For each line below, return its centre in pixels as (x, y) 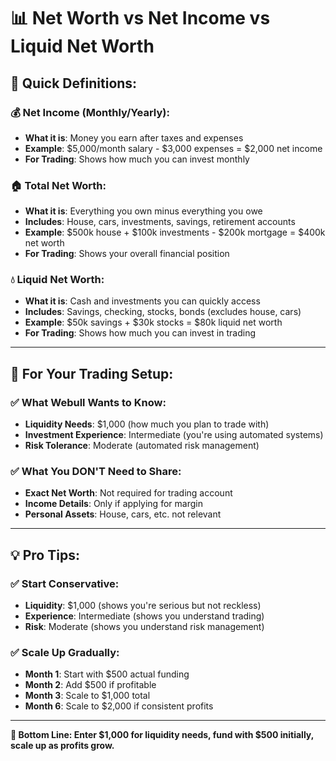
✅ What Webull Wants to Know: (88, 402)
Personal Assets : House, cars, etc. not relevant (123, 514)
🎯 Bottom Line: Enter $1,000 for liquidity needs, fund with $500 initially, (162, 735)
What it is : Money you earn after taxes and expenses (134, 137)
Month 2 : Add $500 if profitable (90, 685)
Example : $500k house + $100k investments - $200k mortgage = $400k (175, 232)
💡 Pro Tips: (45, 555)
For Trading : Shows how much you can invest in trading (140, 333)
